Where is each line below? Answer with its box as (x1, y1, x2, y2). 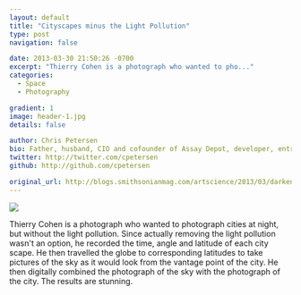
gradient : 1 (9, 104, 54, 113)
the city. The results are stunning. (9, 275, 133, 286)
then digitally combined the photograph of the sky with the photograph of (9, 265, 280, 277)
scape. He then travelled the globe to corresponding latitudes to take (9, 247, 263, 257)
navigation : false (9, 38, 78, 47)
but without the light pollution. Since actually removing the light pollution (9, 228, 276, 239)
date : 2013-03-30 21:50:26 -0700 (9, 55, 134, 63)
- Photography (17, 87, 70, 97)
